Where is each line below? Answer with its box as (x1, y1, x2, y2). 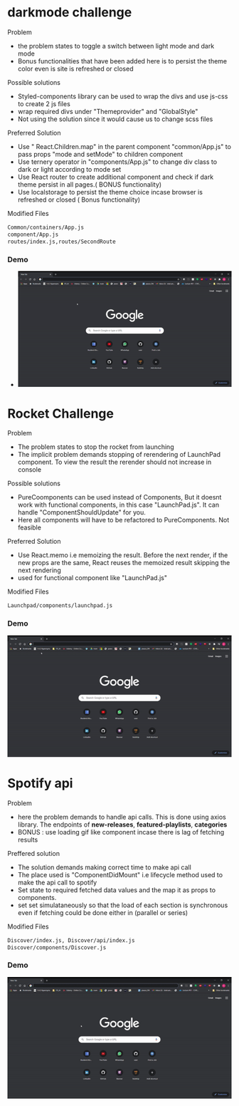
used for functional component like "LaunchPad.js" (17, 574, 167, 582)
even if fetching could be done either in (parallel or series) (17, 908, 188, 916)
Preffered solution (7, 849, 60, 857)
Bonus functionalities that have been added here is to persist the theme (17, 56, 228, 65)
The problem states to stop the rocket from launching (17, 443, 174, 451)
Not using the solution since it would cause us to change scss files (17, 115, 213, 123)
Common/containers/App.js (7, 224, 84, 231)
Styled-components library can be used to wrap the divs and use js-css (17, 92, 228, 100)
